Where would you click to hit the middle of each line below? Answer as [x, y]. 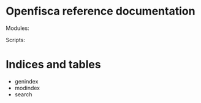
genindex [26, 81]
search [23, 94]
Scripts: [16, 40]
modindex [27, 88]
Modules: [17, 28]
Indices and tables [54, 65]
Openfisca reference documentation [100, 11]
